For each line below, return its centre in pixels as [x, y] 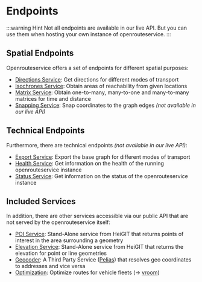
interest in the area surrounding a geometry [69, 240]
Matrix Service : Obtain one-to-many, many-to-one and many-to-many [102, 92]
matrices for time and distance [53, 98]
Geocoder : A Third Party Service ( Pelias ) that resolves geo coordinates [103, 260]
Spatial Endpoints [40, 53]
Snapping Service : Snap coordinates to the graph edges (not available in [105, 105]
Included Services [41, 201]
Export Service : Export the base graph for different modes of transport [103, 157]
